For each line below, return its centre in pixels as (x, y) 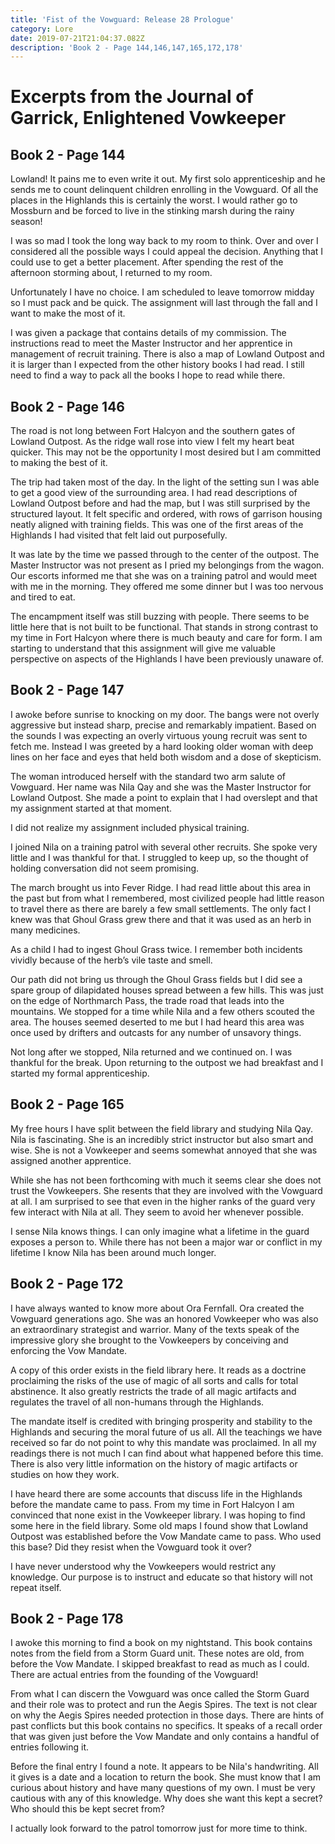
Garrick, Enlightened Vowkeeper (148, 118)
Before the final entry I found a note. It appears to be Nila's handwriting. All (164, 1767)
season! (26, 222)
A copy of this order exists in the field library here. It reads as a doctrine (158, 1370)
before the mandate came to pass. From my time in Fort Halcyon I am (152, 1504)
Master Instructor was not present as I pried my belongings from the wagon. (167, 565)
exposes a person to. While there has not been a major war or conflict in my (166, 1242)
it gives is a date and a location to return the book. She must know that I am (166, 1777)
